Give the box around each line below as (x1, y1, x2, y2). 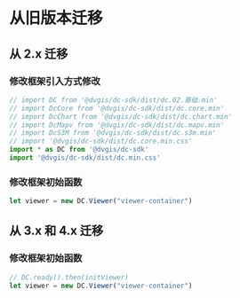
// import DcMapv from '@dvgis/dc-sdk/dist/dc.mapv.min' (9, 121, 225, 129)
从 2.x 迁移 (9, 46, 68, 61)
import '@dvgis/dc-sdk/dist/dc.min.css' (9, 153, 162, 162)
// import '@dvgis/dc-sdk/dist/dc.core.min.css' (9, 137, 193, 146)
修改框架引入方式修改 (9, 74, 100, 87)
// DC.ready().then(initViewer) (9, 272, 129, 282)
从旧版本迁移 (9, 8, 104, 28)
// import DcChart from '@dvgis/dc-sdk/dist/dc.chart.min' (9, 112, 233, 121)
